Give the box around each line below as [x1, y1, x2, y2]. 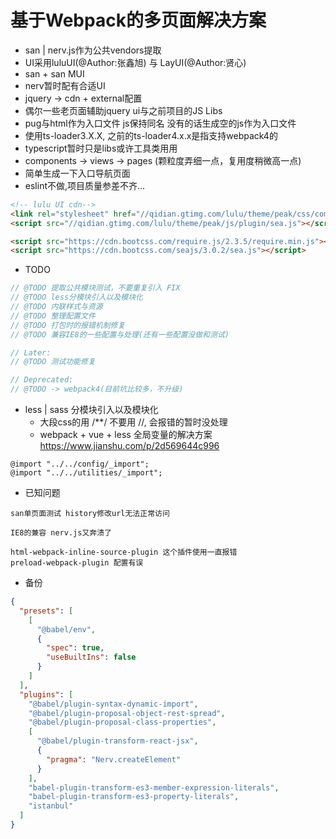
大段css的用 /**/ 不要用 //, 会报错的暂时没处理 [39, 416, 228, 428]
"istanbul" [28, 801, 74, 811]
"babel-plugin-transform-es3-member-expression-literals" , [28, 782, 280, 793]
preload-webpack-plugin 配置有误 [10, 558, 144, 568]
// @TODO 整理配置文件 [10, 311, 96, 321]
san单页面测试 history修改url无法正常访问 [10, 509, 170, 519]
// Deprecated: [10, 375, 74, 385]
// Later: [10, 347, 52, 358]
